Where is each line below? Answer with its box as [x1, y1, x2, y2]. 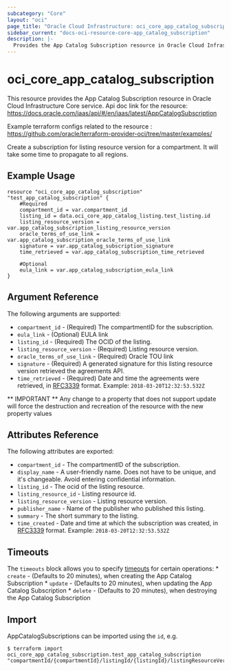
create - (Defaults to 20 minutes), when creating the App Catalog [7, 572, 192, 580]
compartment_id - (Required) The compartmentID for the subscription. [16, 322, 214, 331]
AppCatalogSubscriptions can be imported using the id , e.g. [7, 632, 178, 640]
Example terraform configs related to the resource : [7, 122, 153, 131]
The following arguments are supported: [7, 309, 122, 318]
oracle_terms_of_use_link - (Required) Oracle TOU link [16, 352, 174, 360]
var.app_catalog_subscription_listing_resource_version [7, 224, 170, 231]
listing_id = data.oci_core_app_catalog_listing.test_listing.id [19, 212, 211, 219]
